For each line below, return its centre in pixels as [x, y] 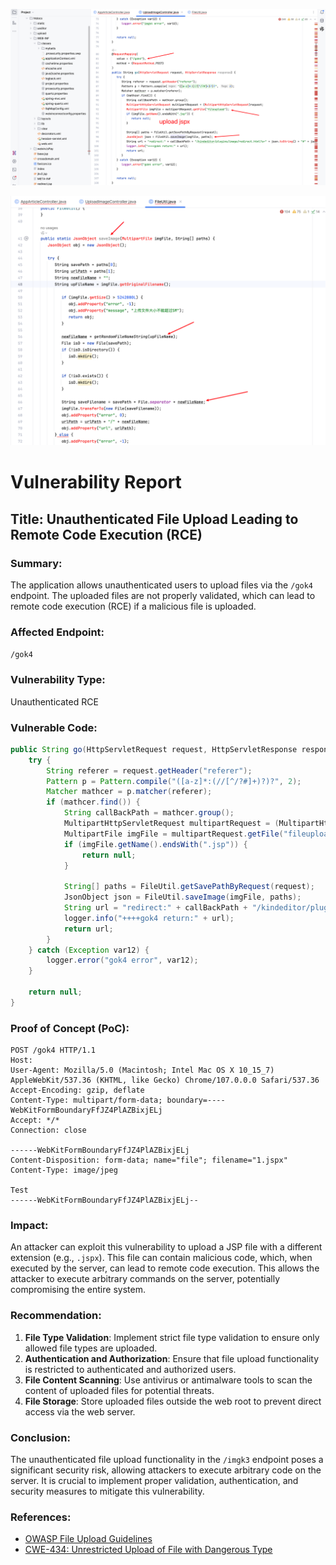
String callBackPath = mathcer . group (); [149, 813]
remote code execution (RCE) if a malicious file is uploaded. [133, 606]
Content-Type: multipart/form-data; [86, 1100]
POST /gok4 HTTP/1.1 [53, 1050]
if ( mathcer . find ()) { [93, 802]
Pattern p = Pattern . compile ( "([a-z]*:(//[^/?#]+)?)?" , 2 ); [174, 781]
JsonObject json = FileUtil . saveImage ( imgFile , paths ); [182, 897]
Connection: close [48, 1130]
